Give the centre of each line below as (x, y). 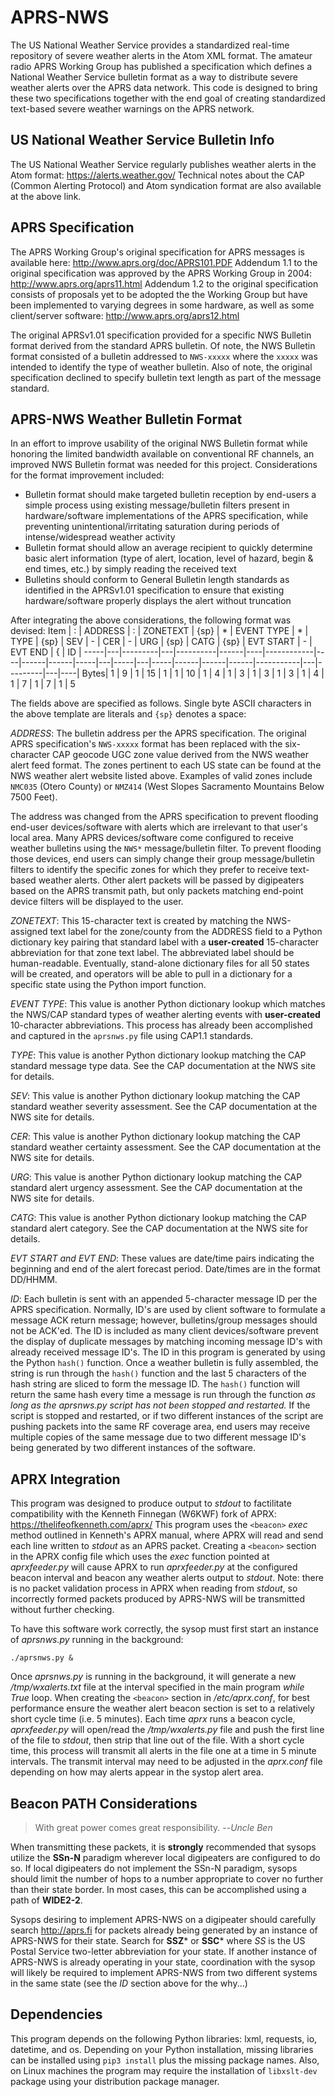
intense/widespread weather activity (100, 537)
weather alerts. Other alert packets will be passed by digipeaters (171, 880)
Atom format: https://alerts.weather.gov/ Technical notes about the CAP (157, 175)
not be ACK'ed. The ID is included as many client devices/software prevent (164, 1331)
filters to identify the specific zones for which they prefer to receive (149, 870)
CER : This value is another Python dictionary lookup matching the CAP (155, 1137)
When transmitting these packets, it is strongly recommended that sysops (163, 1847)
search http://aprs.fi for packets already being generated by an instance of (164, 1930)
